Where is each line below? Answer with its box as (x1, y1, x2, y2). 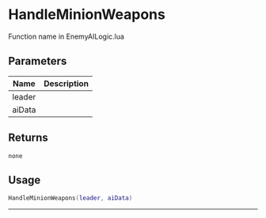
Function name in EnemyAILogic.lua (8, 32, 125, 41)
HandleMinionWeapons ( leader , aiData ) (8, 194, 133, 202)
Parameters (8, 54, 67, 68)
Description (43, 77, 89, 88)
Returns (8, 131, 49, 145)
